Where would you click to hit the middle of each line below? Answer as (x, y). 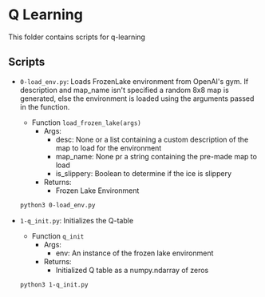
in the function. (45, 106)
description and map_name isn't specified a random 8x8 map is (124, 90)
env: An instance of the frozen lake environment (134, 253)
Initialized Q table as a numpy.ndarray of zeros (132, 270)
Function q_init (58, 236)
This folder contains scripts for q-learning (77, 37)
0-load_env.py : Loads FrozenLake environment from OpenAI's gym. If (134, 81)
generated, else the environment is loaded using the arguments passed (137, 98)
